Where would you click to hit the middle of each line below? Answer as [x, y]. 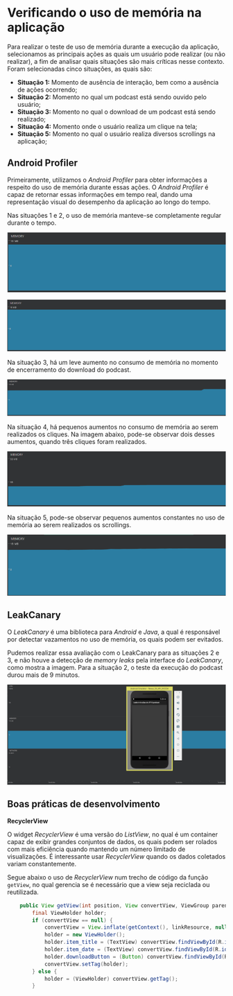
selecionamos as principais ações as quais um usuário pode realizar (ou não [116, 54]
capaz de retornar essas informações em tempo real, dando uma [100, 194]
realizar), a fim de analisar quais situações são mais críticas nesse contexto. [116, 61]
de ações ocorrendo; [47, 89]
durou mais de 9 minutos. [44, 675]
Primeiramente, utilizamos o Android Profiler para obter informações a [107, 180]
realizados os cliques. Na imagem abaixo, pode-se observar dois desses [111, 434]
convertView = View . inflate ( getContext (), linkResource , [128, 927]
